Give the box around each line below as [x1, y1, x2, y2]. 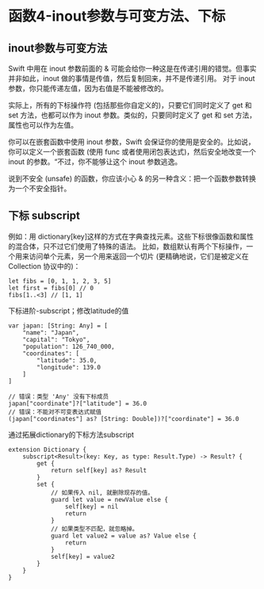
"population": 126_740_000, [22, 342, 115, 350]
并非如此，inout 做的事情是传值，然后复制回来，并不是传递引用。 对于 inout [8, 74, 255, 83]
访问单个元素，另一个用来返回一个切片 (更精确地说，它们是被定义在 [29, 251, 250, 261]
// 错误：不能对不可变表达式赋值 [8, 407, 101, 416]
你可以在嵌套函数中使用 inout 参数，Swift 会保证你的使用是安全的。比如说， [8, 137, 255, 147]
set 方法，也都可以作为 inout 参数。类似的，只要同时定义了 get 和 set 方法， [8, 110, 257, 120]
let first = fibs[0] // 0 [8, 284, 94, 292]
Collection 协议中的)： [8, 261, 81, 270]
